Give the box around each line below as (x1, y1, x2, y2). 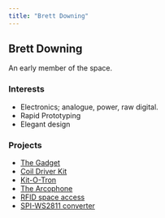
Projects (8, 139, 42, 151)
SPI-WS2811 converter (20, 201, 96, 211)
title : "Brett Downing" (8, 11, 89, 20)
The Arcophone (20, 184, 73, 194)
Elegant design (20, 119, 71, 129)
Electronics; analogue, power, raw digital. (20, 102, 158, 112)
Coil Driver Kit (20, 167, 67, 177)
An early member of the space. (8, 63, 113, 73)
